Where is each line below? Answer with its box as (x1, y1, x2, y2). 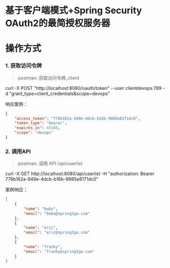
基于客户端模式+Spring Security (5, 5, 142, 16)
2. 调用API (5, 148, 31, 155)
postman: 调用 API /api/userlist (17, 160, 83, 166)
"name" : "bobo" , (23, 206, 58, 211)
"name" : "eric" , (23, 225, 58, 230)
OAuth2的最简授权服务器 (5, 17, 111, 29)
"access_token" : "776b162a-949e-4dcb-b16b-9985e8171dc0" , (14, 116, 140, 121)
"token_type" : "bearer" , (14, 120, 67, 126)
